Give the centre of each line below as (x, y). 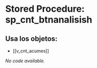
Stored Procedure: (45, 9)
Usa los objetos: (31, 39)
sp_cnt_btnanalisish (49, 20)
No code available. (25, 61)
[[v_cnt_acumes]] (31, 51)
